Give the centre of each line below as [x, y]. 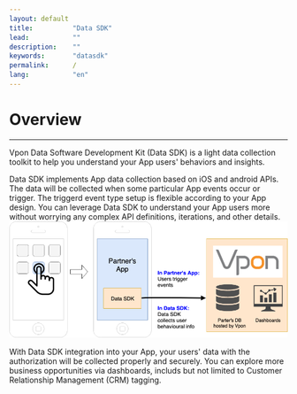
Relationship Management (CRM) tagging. [85, 380]
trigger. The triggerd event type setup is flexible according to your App [138, 197]
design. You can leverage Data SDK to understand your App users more [140, 207]
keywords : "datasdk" [59, 56]
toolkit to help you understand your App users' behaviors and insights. [137, 162]
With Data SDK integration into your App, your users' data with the [129, 352]
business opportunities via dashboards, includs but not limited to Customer [146, 371]
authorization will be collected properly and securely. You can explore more [147, 361]
